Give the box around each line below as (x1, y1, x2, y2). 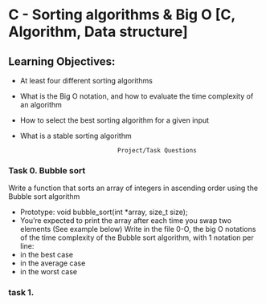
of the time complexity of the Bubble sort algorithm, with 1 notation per (19, 233, 255, 242)
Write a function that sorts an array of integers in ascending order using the (8, 183, 259, 193)
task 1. (8, 287, 35, 298)
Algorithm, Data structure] (8, 22, 189, 41)
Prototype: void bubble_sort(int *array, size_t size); (19, 207, 188, 217)
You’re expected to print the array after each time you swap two (19, 216, 231, 225)
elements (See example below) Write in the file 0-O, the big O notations (19, 225, 256, 234)
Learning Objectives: (8, 55, 116, 68)
